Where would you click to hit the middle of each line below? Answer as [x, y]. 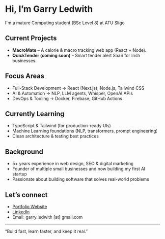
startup [19, 174]
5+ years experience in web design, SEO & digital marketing [73, 164]
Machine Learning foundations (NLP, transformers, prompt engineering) [85, 131]
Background [24, 152]
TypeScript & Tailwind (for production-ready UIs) [62, 126]
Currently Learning [35, 114]
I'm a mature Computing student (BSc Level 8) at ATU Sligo [65, 23]
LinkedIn [21, 212]
